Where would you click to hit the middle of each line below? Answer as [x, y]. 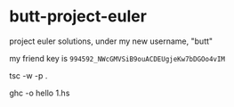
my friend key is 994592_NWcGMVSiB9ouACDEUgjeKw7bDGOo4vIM [117, 58]
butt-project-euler [78, 16]
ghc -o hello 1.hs [40, 93]
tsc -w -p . [28, 75]
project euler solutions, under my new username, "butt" [111, 41]
